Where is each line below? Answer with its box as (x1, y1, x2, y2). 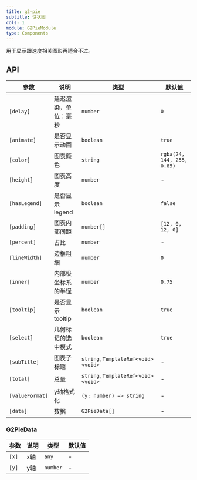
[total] (9, 375, 30, 382)
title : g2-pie (6, 8, 41, 15)
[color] (9, 156, 30, 163)
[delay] (9, 108, 30, 115)
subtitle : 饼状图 (6, 14, 46, 20)
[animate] (9, 136, 36, 143)
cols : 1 (6, 19, 25, 25)
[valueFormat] (9, 392, 49, 399)
